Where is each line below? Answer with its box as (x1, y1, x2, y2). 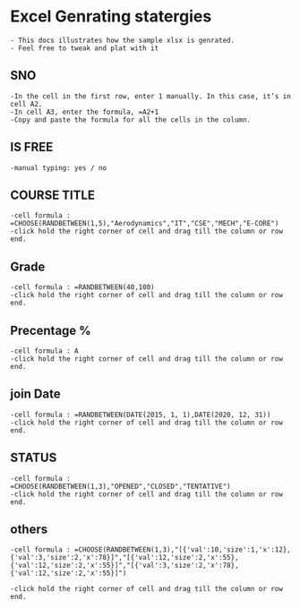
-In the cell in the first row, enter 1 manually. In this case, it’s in (10, 91, 292, 100)
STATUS (10, 450, 57, 466)
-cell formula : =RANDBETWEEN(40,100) (10, 283, 155, 292)
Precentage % (10, 322, 92, 338)
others (10, 522, 48, 537)
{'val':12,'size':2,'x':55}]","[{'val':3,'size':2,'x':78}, (10, 561, 240, 570)
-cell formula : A (10, 347, 79, 355)
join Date (10, 387, 61, 402)
